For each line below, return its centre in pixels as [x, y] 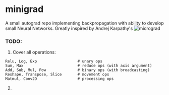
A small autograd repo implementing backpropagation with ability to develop [84, 23]
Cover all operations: [34, 52]
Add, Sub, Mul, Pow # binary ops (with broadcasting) [78, 70]
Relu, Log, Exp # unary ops [54, 61]
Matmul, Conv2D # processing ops [60, 79]
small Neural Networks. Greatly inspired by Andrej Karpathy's [69, 28]
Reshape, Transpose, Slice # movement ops [57, 74]
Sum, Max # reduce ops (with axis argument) [79, 66]
